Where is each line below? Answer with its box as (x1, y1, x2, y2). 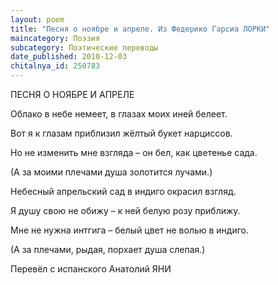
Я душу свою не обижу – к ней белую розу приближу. (10, 205, 241, 216)
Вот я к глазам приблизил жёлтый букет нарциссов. (10, 127, 233, 139)
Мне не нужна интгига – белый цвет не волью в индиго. (10, 224, 250, 236)
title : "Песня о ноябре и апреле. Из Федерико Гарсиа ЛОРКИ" (10, 24, 271, 34)
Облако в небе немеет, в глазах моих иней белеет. (10, 108, 228, 120)
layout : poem (10, 14, 65, 25)
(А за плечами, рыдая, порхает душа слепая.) (10, 244, 206, 255)
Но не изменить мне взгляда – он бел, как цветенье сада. (10, 147, 258, 158)
